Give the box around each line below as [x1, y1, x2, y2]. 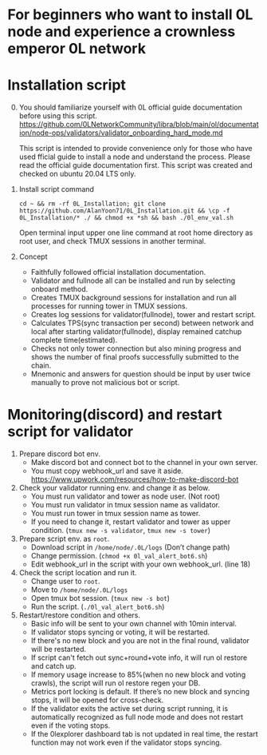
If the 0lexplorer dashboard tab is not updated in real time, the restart [30, 729, 258, 739]
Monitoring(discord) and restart [7, 406, 222, 424]
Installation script [7, 76, 127, 94]
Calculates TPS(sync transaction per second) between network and [30, 318, 254, 328]
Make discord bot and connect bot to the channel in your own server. [30, 458, 258, 467]
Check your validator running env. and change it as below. [18, 483, 210, 493]
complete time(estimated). [30, 336, 118, 345]
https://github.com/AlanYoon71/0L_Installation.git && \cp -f [18, 207, 230, 215]
